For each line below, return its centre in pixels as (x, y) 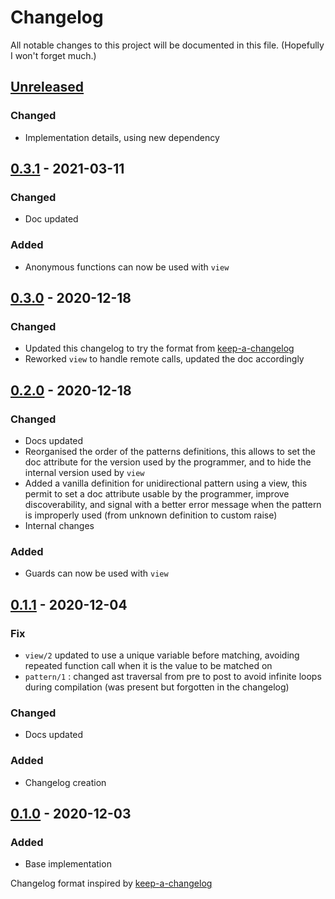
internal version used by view (84, 472)
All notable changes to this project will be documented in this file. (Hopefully (167, 45)
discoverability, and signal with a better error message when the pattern (173, 504)
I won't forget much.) (53, 55)
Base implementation (68, 864)
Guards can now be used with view (96, 573)
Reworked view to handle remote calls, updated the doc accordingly (164, 359)
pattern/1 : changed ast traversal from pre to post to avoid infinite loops (173, 676)
